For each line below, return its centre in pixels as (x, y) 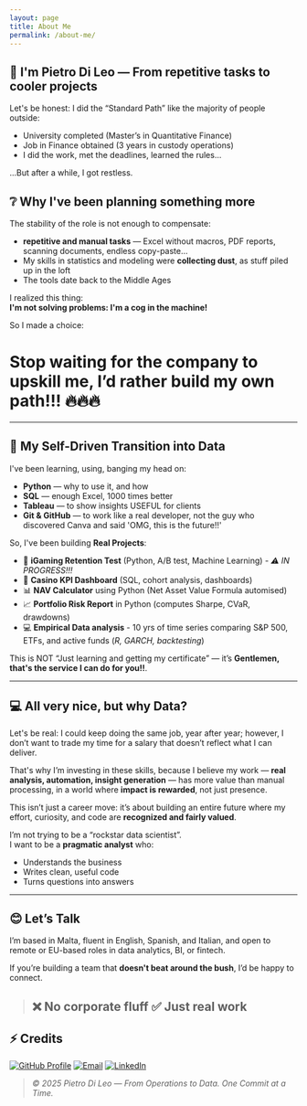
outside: (25, 118)
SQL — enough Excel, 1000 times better (98, 495)
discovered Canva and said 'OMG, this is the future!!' (122, 525)
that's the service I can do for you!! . (79, 667)
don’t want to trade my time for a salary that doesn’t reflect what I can (141, 742)
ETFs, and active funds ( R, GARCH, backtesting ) (113, 640)
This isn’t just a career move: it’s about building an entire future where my (148, 807)
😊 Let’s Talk (45, 918)
